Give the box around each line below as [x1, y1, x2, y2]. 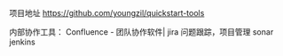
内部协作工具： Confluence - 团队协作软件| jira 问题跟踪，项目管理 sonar [9, 27, 274, 37]
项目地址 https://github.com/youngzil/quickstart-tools [9, 8, 205, 18]
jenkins [9, 36, 35, 47]
